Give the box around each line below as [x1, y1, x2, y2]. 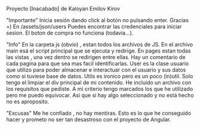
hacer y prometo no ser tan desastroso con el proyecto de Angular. [6, 116, 171, 123]
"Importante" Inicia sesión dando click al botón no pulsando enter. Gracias [6, 17, 189, 23]
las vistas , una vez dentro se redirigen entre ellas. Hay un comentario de [6, 54, 186, 60]
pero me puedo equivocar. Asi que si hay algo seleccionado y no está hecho [6, 92, 194, 99]
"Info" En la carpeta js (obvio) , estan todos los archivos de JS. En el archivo [6, 41, 193, 48]
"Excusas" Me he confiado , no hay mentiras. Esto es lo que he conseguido [6, 110, 191, 116]
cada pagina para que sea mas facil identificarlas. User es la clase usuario [6, 60, 189, 67]
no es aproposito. [6, 98, 50, 105]
